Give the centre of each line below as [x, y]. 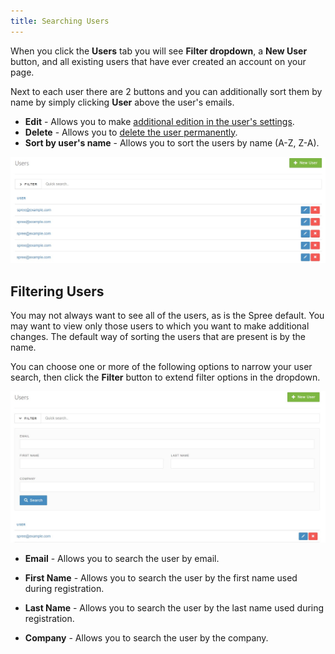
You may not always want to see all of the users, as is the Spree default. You [167, 316]
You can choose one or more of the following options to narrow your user [161, 367]
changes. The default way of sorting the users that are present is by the [158, 337]
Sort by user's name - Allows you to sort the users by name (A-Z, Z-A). [172, 142]
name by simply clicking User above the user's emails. [122, 102]
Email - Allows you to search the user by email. [122, 559]
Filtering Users [57, 291]
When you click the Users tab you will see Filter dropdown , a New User [159, 51]
